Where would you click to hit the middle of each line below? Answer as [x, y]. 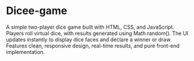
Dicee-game [37, 11]
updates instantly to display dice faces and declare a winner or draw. [89, 39]
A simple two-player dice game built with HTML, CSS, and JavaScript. [90, 27]
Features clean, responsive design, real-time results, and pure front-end [93, 46]
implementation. [25, 52]
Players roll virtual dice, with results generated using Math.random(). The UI [97, 33]
